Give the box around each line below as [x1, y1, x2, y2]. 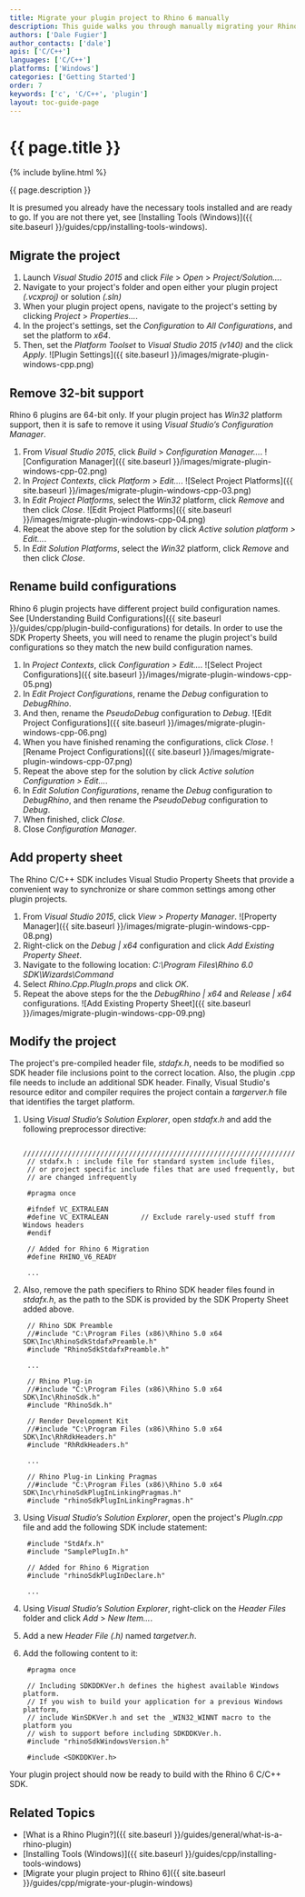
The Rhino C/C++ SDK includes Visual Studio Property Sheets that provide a [9, 874, 295, 884]
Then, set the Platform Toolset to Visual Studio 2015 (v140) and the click [22, 340, 293, 351]
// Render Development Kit [26, 1417, 129, 1426]
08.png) [22, 930, 53, 941]
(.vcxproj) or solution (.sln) [22, 292, 123, 303]
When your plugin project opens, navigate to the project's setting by [22, 301, 278, 312]
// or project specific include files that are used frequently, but [26, 1165, 296, 1174]
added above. [22, 1303, 74, 1314]
